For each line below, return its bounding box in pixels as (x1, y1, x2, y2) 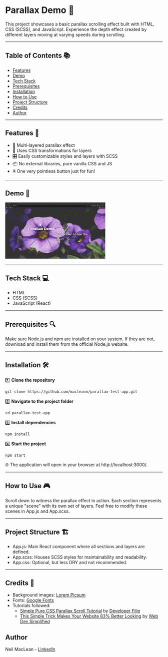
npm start (5, 453, 26, 458)
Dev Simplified (19, 619, 50, 625)
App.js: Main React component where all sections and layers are (12, 544, 145, 550)
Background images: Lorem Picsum (12, 592, 86, 598)
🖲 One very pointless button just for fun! (12, 168, 95, 174)
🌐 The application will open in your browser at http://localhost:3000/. (5, 462, 147, 468)
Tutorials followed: (12, 603, 51, 609)
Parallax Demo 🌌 (5, 4, 74, 16)
